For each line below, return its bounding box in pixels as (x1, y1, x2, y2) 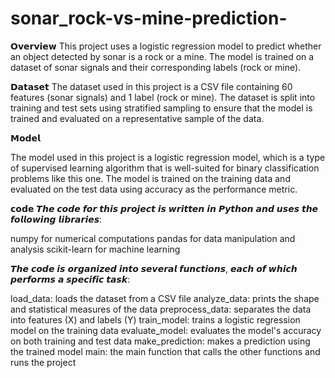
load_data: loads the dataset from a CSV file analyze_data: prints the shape (10, 292, 320, 304)
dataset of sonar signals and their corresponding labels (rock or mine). (10, 61, 302, 73)
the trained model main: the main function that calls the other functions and (10, 345, 321, 357)
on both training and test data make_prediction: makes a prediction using (10, 335, 311, 347)
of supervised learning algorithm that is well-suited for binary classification (10, 162, 320, 174)
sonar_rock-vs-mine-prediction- (10, 7, 288, 30)
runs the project (10, 356, 77, 368)
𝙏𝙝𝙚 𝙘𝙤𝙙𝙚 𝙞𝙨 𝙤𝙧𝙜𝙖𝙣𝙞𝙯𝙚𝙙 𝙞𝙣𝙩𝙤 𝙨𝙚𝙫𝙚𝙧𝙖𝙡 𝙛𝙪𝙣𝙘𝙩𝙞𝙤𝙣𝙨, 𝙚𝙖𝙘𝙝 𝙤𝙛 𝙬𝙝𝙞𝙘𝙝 (10, 262, 298, 274)
